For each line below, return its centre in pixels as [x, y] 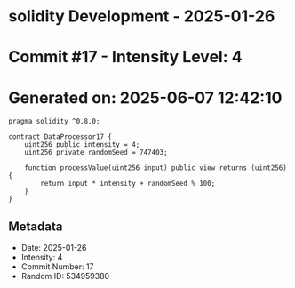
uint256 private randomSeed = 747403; [96, 153]
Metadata [36, 226]
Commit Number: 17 [57, 267]
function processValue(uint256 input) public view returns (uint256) [156, 168]
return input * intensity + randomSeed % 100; [128, 184]
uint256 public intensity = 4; [82, 145]
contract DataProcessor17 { [60, 137]
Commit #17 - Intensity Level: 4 [125, 57]
